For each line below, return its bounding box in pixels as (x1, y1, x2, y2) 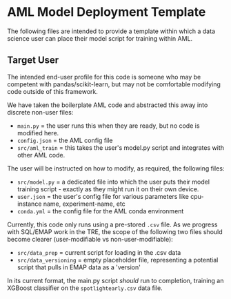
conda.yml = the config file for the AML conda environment (17, 206, 184, 215)
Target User (7, 55, 59, 66)
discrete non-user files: (7, 108, 74, 116)
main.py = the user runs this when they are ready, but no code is (17, 122, 200, 130)
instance (17, 200, 42, 208)
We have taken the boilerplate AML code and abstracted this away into (7, 101, 208, 109)
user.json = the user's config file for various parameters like (17, 192, 190, 200)
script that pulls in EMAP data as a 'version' (17, 263, 141, 271)
